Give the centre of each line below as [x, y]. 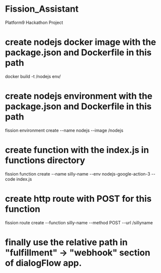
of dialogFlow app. [43, 263]
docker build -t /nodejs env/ [33, 76]
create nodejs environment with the [79, 96]
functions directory [45, 160]
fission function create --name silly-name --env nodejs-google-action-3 [78, 174]
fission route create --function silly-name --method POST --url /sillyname [79, 222]
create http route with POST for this [78, 199]
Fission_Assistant [42, 9]
